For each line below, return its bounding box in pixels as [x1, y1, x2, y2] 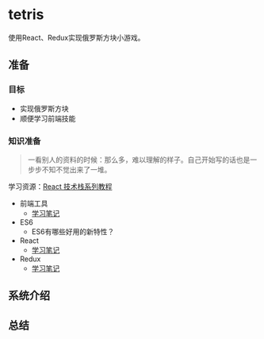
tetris [8, 6, 44, 24]
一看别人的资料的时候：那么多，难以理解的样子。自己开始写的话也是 [27, 155, 251, 164]
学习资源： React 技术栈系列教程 [8, 181, 113, 191]
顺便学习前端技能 [19, 114, 76, 123]
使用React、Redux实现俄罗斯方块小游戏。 [8, 33, 145, 42]
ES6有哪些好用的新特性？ [31, 226, 115, 236]
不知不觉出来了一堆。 [41, 164, 112, 174]
